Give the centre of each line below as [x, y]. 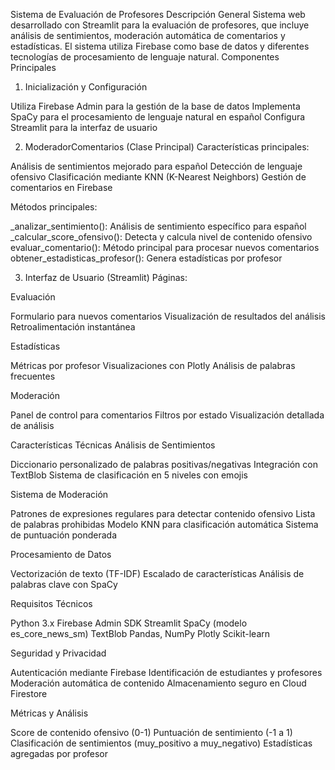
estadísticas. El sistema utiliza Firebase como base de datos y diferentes [160, 46]
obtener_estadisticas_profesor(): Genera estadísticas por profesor [146, 258]
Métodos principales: [54, 207]
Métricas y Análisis [49, 713]
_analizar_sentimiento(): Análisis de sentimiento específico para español [158, 226]
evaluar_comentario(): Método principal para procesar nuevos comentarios [165, 247]
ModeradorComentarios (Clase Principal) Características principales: [167, 147]
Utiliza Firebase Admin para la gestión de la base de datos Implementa [155, 106]
